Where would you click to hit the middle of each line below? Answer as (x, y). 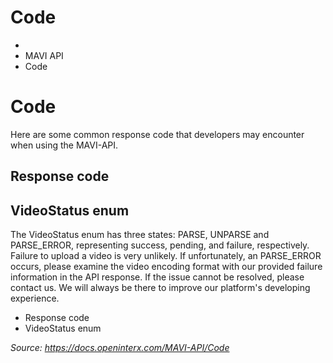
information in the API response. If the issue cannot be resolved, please (157, 277)
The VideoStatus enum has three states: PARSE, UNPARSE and (140, 235)
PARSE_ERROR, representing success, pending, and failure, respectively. (160, 245)
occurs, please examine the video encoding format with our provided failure (166, 267)
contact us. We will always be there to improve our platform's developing (160, 288)
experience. (35, 298)
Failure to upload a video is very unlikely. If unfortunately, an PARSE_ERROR (166, 256)
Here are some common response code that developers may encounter (157, 134)
